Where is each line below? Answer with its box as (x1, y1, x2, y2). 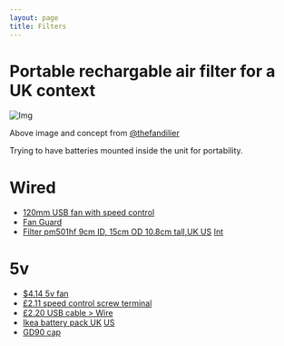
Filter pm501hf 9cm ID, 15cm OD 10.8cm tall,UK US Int (22, 226, 224, 237)
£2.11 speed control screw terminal (22, 298, 152, 309)
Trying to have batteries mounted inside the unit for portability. (9, 145, 243, 156)
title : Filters (9, 22, 67, 31)
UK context (9, 80, 96, 101)
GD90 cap (22, 327, 62, 338)
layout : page (9, 13, 59, 23)
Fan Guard (22, 217, 62, 228)
